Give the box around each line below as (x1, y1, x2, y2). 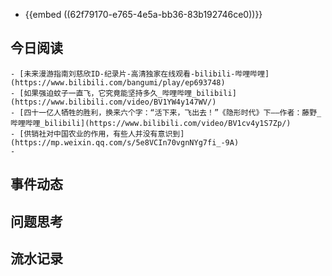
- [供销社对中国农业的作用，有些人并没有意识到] (10, 129, 185, 139)
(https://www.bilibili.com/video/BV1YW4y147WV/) (10, 97, 217, 107)
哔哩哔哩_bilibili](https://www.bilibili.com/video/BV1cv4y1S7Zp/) (10, 118, 292, 128)
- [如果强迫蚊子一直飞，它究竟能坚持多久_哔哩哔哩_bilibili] (10, 88, 237, 98)
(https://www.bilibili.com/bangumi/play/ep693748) (10, 77, 226, 88)
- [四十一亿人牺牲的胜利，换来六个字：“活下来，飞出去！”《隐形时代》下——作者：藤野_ (10, 107, 322, 118)
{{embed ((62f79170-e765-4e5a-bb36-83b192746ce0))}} (24, 9, 263, 20)
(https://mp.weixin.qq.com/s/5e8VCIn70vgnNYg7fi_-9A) (10, 137, 240, 148)
